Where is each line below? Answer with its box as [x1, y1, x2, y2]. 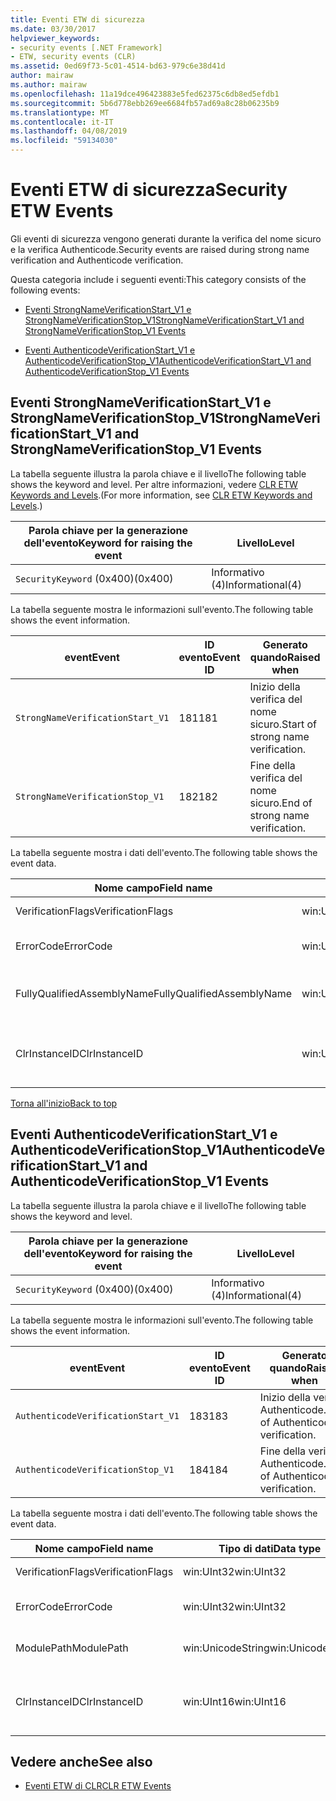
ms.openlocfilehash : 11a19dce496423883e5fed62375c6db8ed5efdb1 [10, 89, 280, 99]
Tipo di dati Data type [218, 1541, 322, 1555]
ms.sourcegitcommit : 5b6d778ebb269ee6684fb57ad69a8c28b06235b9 [10, 98, 280, 108]
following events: [10, 284, 81, 296]
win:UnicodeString [183, 1641, 270, 1655]
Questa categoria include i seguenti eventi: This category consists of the [10, 273, 307, 285]
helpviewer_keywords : [10, 33, 101, 43]
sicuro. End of [249, 796, 313, 810]
